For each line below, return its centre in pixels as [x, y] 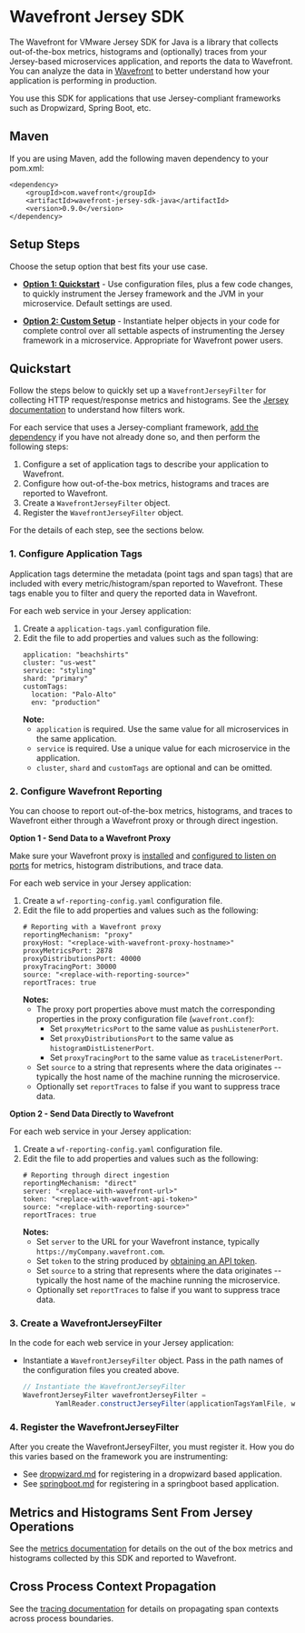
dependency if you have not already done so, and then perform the [135, 437]
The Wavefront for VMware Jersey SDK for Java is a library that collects [144, 42]
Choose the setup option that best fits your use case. [109, 266]
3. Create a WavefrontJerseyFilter [86, 1323]
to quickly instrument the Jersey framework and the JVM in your [143, 294]
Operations [42, 1526]
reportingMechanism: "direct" [80, 1183]
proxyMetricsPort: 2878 [68, 951]
